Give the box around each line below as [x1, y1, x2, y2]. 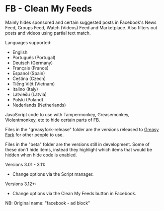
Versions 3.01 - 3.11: [5, 161, 46, 167]
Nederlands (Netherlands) [12, 102, 66, 108]
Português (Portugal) [12, 54, 56, 60]
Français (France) [12, 65, 49, 71]
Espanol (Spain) [12, 70, 45, 76]
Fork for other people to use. [5, 132, 64, 138]
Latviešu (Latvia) [12, 91, 47, 97]
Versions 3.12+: [5, 181, 36, 187]
